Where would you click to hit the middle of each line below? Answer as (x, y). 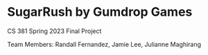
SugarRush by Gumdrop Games (100, 12)
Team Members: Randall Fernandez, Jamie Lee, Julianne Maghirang (104, 44)
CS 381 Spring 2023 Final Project (54, 31)
